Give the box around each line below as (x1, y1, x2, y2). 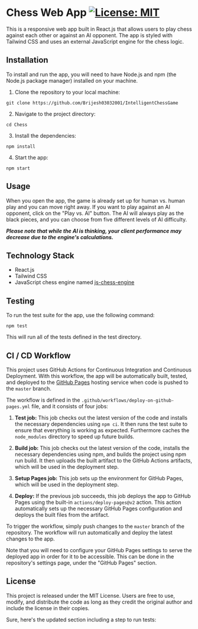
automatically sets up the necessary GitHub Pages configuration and (14, 505, 183, 512)
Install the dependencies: (14, 132, 77, 139)
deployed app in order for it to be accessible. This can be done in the (6, 553, 174, 560)
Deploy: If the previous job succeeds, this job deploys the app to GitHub (14, 493, 191, 499)
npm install (6, 144, 35, 149)
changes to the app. (6, 535, 55, 542)
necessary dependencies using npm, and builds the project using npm (14, 451, 187, 458)
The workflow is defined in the (6, 396, 80, 403)
